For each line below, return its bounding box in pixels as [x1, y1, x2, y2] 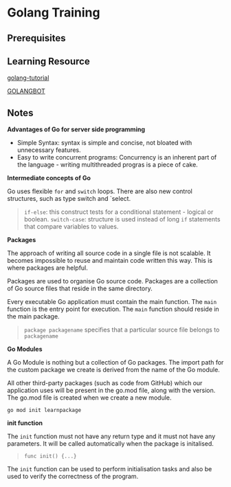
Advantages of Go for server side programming [7, 125, 146, 133]
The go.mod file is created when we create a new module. [7, 393, 172, 402]
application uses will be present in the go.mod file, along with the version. [7, 387, 216, 395]
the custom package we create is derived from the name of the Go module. [7, 366, 220, 374]
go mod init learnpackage [7, 407, 81, 414]
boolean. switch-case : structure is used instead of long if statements [23, 215, 221, 224]
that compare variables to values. [23, 222, 119, 231]
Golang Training [7, 5, 100, 21]
